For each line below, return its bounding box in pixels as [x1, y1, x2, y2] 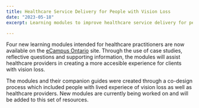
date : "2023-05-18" [6, 14, 54, 20]
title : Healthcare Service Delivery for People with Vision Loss [6, 8, 171, 15]
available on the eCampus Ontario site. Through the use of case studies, [6, 47, 182, 54]
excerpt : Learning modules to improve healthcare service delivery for [6, 19, 187, 25]
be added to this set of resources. [6, 96, 89, 103]
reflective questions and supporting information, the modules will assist [6, 54, 181, 61]
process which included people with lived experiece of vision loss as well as [6, 84, 192, 91]
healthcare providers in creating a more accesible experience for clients [6, 60, 182, 67]
